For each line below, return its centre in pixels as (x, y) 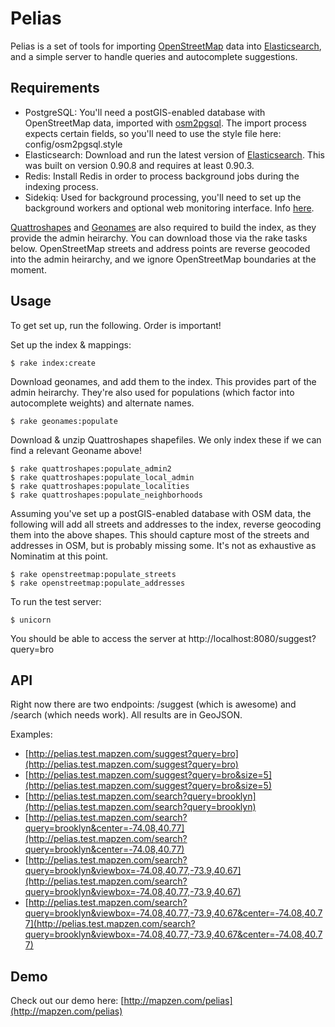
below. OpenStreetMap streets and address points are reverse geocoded (160, 248)
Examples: (31, 734)
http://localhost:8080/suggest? (252, 638)
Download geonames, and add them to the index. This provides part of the (163, 381)
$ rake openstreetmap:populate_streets (93, 574)
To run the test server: (56, 601)
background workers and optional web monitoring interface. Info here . (169, 208)
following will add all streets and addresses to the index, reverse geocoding (166, 524)
